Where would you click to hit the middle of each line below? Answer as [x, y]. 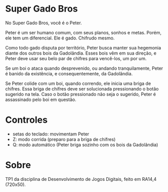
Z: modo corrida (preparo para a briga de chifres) [64, 139]
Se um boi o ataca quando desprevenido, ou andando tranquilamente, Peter [84, 68]
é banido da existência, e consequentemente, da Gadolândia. [69, 73]
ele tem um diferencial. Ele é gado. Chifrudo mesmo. [60, 38]
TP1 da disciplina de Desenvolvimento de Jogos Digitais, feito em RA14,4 [81, 179]
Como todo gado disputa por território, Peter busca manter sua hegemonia [83, 47]
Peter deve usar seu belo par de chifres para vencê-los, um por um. [76, 58]
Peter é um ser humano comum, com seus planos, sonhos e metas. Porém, [83, 32]
